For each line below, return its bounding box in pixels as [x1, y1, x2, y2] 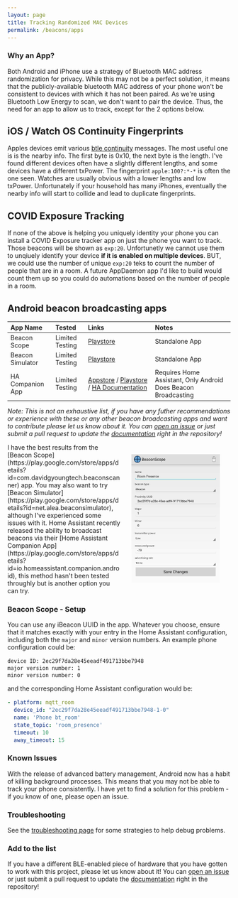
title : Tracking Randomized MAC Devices [7, 18, 129, 26]
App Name [10, 323, 42, 332]
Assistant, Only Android [154, 376, 224, 384]
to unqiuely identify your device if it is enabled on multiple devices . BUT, [7, 251, 222, 260]
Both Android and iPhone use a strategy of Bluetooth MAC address [7, 67, 203, 75]
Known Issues [7, 753, 57, 763]
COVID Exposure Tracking [7, 210, 125, 222]
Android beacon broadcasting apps [7, 302, 167, 314]
